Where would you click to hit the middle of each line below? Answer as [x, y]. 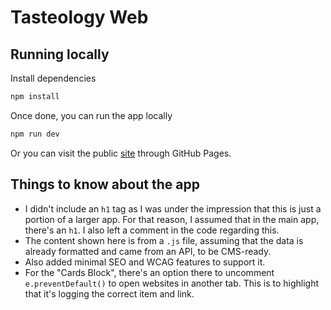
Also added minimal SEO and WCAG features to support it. [145, 262]
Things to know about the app [105, 184]
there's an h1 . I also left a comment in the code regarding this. [152, 230]
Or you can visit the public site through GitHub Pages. [121, 153]
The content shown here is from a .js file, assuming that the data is [164, 240]
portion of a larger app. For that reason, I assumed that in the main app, [172, 219]
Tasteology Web [79, 17]
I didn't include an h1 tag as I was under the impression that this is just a [173, 208]
